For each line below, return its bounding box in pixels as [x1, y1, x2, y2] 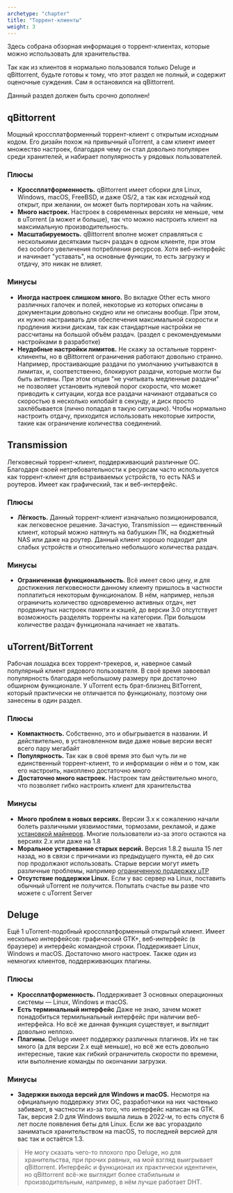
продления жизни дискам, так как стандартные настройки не [17, 322, 202, 331]
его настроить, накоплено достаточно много [17, 766, 151, 775]
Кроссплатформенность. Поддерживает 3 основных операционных [17, 990, 224, 998]
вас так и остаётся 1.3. [17, 1134, 85, 1143]
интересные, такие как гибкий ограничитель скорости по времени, [17, 1049, 219, 1058]
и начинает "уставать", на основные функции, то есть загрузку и [17, 252, 210, 261]
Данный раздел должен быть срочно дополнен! [7, 91, 150, 100]
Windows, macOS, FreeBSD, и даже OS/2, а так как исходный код [17, 193, 211, 202]
